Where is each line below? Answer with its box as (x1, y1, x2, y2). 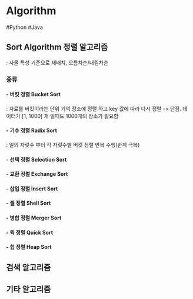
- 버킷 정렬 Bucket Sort (6, 91, 61, 98)
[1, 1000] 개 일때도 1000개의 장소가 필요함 (21, 112, 119, 119)
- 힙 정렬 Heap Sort (6, 244, 52, 251)
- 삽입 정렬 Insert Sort (6, 185, 58, 192)
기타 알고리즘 (6, 284, 51, 294)
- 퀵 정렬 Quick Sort (6, 229, 54, 236)
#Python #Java (6, 24, 43, 31)
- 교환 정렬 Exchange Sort (6, 170, 68, 178)
